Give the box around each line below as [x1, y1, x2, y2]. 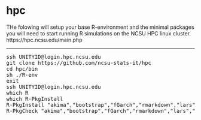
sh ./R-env [6, 71, 38, 78]
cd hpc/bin [6, 65, 38, 72]
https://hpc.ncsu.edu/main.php [6, 36, 83, 43]
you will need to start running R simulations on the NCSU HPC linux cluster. [6, 29, 191, 37]
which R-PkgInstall [6, 95, 63, 102]
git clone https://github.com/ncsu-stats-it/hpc [6, 59, 151, 66]
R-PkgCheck [6, 107, 38, 114]
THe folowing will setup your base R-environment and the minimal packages [6, 23, 194, 31]
